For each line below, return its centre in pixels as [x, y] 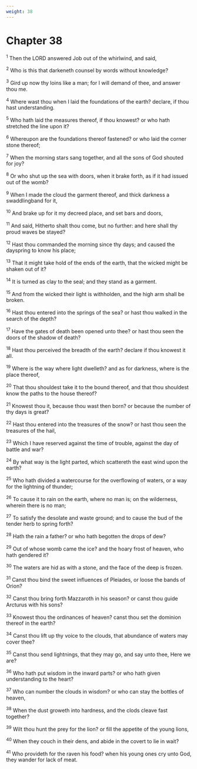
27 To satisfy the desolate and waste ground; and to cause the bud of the [95, 517]
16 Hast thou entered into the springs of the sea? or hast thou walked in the [97, 312]
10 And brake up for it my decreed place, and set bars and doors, [84, 213]
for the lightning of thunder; [40, 486]
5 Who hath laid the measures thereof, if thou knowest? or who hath [88, 120]
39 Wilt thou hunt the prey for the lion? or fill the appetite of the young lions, [98, 728]
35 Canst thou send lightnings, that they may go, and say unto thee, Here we [98, 654]
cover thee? [21, 642]
